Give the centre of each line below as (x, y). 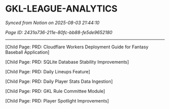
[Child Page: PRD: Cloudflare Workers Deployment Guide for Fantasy (77, 47)
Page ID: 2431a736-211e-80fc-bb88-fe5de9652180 (59, 32)
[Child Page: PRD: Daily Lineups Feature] (48, 71)
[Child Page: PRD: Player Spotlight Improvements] (57, 100)
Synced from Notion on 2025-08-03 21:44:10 (52, 23)
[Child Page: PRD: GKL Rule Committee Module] (55, 91)
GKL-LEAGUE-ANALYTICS (61, 9)
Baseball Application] (27, 52)
